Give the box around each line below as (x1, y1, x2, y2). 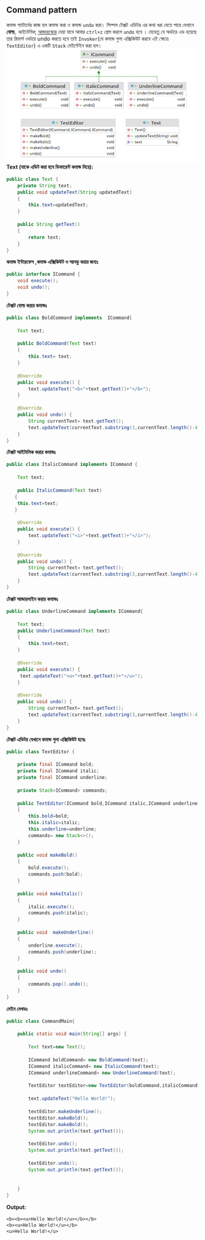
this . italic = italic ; (28, 820, 81, 826)
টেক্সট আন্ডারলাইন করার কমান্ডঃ (6, 595, 59, 603)
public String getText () (17, 222, 81, 228)
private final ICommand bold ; (17, 762, 95, 768)
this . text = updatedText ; (28, 202, 88, 208)
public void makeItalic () (17, 890, 84, 896)
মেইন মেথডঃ (6, 1005, 28, 1012)
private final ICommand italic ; (17, 768, 99, 774)
